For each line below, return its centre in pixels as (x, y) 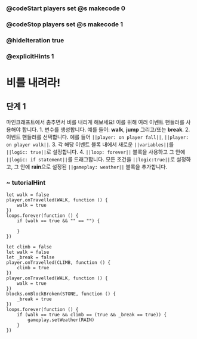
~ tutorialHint (26, 182)
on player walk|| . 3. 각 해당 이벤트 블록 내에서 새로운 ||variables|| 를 (90, 144)
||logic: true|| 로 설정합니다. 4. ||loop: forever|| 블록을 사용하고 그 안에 (96, 152)
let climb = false (29, 247)
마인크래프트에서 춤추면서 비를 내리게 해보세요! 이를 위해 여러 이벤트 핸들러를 (96, 122)
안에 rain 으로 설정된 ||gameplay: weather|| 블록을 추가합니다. (94, 167)
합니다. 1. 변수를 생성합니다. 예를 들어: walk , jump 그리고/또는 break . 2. (106, 129)
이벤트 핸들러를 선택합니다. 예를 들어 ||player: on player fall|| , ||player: (98, 137)
